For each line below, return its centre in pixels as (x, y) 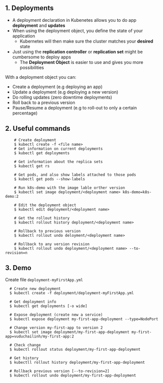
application (24, 36)
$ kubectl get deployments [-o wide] (49, 306)
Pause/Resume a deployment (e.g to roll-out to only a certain (75, 108)
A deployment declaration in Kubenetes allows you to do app (74, 20)
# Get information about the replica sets (58, 162)
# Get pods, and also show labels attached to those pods (75, 175)
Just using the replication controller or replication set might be (77, 52)
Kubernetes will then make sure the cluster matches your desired (86, 41)
